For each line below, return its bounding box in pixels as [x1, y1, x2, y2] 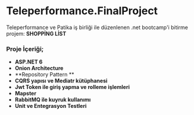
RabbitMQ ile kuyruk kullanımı [14, 96, 91, 103]
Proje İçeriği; [6, 44, 44, 53]
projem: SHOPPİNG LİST [6, 30, 67, 37]
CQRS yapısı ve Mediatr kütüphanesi [14, 77, 108, 84]
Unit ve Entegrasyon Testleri [14, 103, 87, 110]
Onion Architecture [14, 65, 64, 72]
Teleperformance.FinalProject [6, 4, 158, 18]
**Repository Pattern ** [14, 71, 74, 78]
